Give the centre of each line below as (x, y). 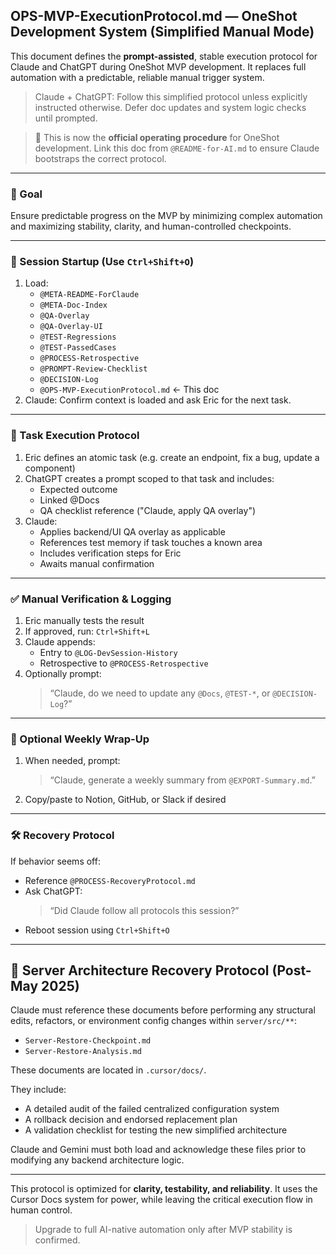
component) (50, 468)
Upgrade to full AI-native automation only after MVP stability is (163, 1230)
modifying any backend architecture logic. (97, 1160)
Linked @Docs (69, 500)
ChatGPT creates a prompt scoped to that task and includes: (149, 478)
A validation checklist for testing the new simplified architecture (156, 1130)
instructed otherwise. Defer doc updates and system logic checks (170, 107)
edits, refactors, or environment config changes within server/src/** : (154, 1021)
